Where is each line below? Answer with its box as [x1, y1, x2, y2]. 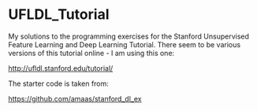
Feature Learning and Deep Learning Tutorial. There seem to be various [8, 39, 241, 49]
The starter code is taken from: [8, 79, 109, 88]
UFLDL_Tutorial [8, 6, 110, 24]
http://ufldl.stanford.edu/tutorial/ [8, 63, 114, 72]
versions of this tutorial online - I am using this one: [8, 48, 175, 57]
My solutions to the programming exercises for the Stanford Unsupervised [8, 31, 250, 41]
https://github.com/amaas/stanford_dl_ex [8, 94, 142, 103]
